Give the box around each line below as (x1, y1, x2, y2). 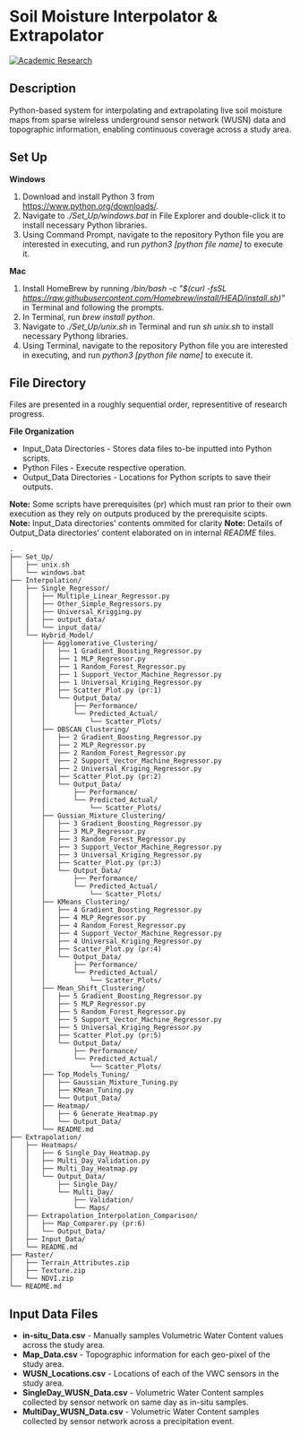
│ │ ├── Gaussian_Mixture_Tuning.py (9, 1078, 178, 1087)
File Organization (9, 426, 74, 437)
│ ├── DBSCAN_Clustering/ (9, 725, 130, 734)
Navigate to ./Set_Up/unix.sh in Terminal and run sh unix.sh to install (21, 321, 274, 332)
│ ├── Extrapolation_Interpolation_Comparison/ (9, 1212, 199, 1221)
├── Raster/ (9, 1250, 54, 1260)
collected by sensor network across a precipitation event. (21, 1416, 235, 1427)
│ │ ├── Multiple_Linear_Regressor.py (9, 592, 170, 601)
